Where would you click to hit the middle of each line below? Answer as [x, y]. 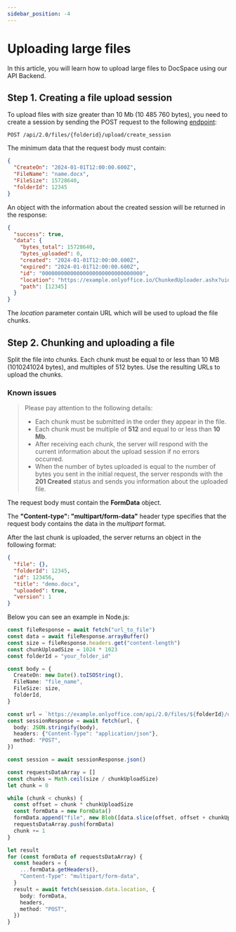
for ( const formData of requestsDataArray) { [75, 857]
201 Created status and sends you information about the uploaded [131, 481]
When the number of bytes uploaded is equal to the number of [125, 467]
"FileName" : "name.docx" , [52, 174]
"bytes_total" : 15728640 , [58, 247]
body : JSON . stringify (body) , [56, 727]
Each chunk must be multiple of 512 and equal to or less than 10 [127, 429]
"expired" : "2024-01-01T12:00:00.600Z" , [80, 267]
